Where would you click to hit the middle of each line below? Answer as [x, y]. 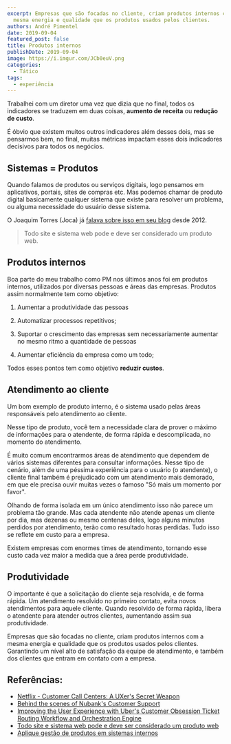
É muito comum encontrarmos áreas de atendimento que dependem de [108, 455]
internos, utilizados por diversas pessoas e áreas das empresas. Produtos [112, 286]
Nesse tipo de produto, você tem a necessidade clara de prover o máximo [112, 427]
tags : [15, 78]
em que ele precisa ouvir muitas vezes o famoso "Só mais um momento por [114, 484]
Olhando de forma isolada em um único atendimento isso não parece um [110, 505]
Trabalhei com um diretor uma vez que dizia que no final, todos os [101, 104]
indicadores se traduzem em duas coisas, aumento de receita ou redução [113, 111]
